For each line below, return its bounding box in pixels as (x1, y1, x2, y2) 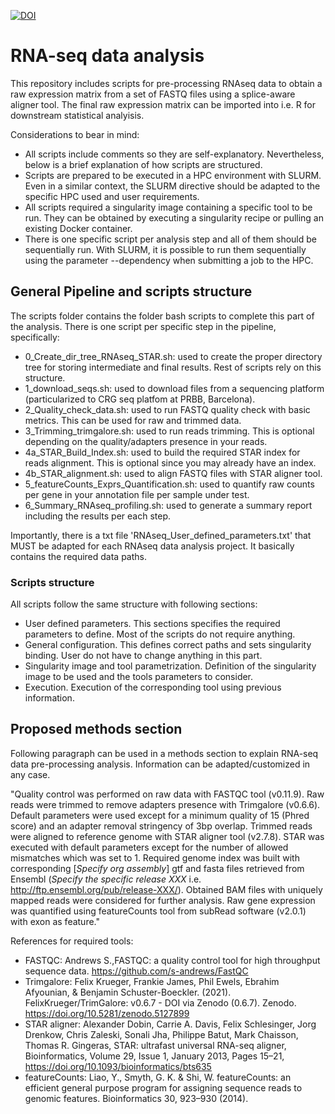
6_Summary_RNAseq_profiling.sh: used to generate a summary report (24, 499, 313, 511)
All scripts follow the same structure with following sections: (10, 598, 258, 610)
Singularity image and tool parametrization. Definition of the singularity (24, 660, 317, 672)
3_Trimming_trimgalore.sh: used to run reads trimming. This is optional (24, 425, 315, 437)
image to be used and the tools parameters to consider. (24, 671, 254, 683)
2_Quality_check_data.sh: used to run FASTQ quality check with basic (24, 403, 311, 415)
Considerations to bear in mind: (10, 128, 140, 140)
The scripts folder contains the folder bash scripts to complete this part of (10, 310, 315, 322)
